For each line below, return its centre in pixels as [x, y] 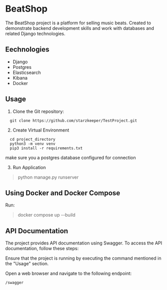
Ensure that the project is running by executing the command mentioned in [83, 258]
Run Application [29, 167]
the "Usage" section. [27, 264]
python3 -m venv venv [33, 144]
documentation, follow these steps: [42, 248]
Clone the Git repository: [38, 111]
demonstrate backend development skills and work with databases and [80, 28]
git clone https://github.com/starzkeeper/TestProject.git [74, 120]
